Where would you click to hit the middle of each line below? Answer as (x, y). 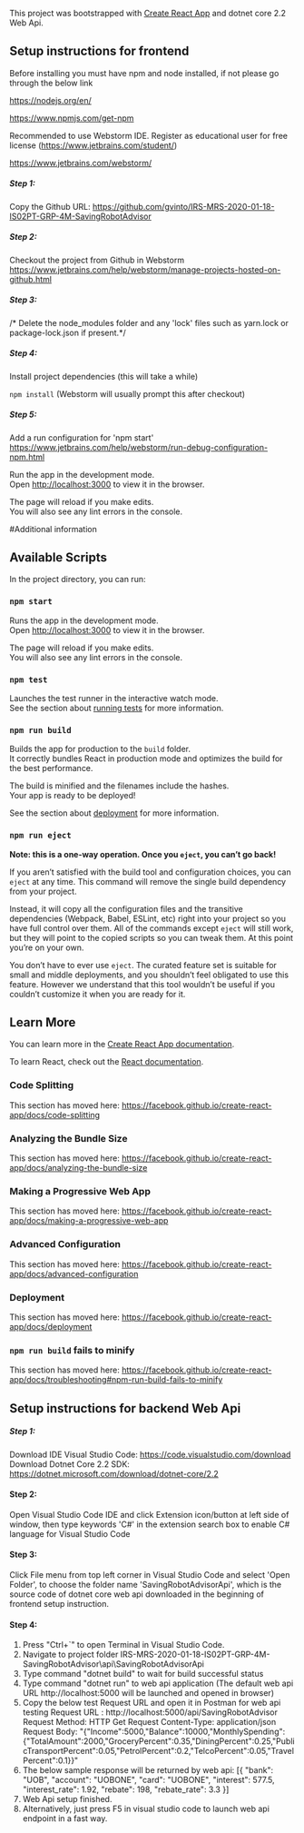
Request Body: (50, 1732)
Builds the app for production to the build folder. (100, 749)
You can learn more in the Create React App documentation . (122, 1045)
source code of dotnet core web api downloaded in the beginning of (137, 1594)
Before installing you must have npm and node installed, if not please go (144, 73)
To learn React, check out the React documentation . (107, 1062)
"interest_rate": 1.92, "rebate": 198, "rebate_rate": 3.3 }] (126, 1789)
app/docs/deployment (51, 1326)
